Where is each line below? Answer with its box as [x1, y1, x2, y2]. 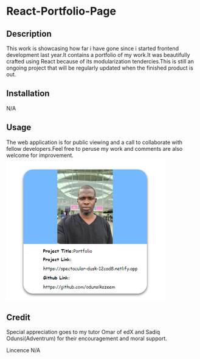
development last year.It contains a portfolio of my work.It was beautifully [6, 51, 190, 59]
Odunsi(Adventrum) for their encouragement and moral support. [6, 335, 167, 343]
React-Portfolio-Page [6, 4, 117, 18]
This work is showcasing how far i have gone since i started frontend [6, 45, 179, 52]
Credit [6, 313, 30, 323]
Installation [6, 89, 50, 99]
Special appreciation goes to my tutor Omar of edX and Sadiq [6, 328, 160, 336]
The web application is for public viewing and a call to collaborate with [6, 139, 183, 146]
